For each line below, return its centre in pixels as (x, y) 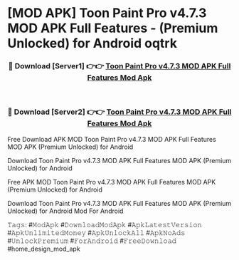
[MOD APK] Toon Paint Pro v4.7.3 (107, 13)
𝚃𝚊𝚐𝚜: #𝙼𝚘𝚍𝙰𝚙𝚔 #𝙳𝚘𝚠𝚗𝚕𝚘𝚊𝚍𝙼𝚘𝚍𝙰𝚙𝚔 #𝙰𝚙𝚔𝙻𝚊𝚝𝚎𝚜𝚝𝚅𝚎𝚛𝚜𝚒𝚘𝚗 (105, 224)
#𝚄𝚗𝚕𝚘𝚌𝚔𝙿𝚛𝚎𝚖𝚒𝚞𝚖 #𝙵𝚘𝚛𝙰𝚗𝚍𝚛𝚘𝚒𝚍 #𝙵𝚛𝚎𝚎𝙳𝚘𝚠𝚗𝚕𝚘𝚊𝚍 (92, 241)
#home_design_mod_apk (44, 249)
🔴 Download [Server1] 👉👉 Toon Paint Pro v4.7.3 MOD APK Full (119, 66)
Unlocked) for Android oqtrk (92, 43)
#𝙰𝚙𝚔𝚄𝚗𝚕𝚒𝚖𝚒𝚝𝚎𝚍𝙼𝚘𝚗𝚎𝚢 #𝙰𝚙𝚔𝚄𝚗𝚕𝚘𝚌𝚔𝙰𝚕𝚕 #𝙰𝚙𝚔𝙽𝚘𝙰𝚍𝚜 (96, 232)
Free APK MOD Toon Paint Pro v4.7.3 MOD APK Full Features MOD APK (112, 182)
